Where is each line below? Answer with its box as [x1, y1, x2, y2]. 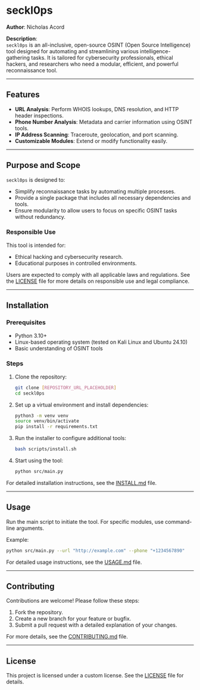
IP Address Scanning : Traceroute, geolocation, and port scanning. [14, 131, 179, 138]
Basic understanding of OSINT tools [14, 344, 103, 352]
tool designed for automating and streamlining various [6, 47, 139, 54]
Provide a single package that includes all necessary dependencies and [14, 194, 191, 201]
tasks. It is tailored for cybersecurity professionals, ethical [31, 54, 174, 61]
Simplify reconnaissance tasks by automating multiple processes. [14, 188, 176, 195]
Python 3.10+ [14, 332, 48, 339]
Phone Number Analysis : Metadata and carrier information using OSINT [14, 118, 193, 126]
